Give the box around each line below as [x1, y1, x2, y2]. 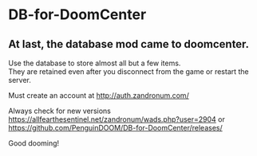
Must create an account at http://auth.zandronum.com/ [8, 91, 189, 100]
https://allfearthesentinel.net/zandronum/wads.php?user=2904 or [8, 115, 226, 124]
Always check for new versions [8, 106, 112, 115]
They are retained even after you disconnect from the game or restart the [8, 67, 249, 76]
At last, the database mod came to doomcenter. [8, 37, 250, 51]
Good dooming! [8, 138, 60, 148]
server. [8, 76, 32, 84]
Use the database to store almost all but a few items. [8, 58, 181, 68]
